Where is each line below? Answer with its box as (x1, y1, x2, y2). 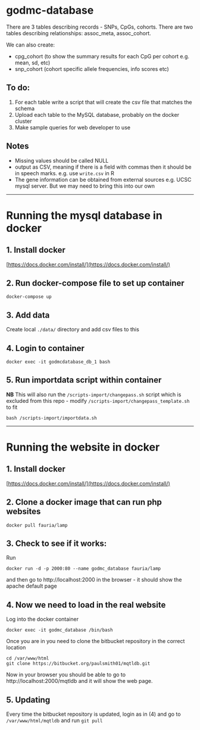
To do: (6, 83, 30, 93)
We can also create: (6, 41, 55, 48)
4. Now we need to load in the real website (6, 599, 166, 610)
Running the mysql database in (6, 209, 162, 222)
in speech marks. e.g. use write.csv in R (14, 169, 115, 176)
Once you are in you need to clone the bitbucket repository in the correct (6, 638, 185, 645)
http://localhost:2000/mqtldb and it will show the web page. (6, 678, 153, 685)
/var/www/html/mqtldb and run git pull (6, 717, 103, 724)
